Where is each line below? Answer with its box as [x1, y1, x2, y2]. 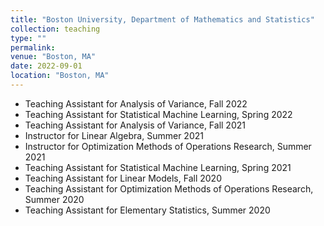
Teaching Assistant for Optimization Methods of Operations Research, [24, 182, 314, 195]
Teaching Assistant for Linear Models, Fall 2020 [24, 172, 222, 184]
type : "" [10, 33, 47, 43]
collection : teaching [10, 24, 101, 34]
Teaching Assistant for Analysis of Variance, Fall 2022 [24, 97, 248, 110]
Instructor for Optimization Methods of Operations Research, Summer [24, 140, 312, 152]
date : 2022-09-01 [10, 61, 83, 71]
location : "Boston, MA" [10, 71, 110, 81]
